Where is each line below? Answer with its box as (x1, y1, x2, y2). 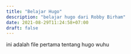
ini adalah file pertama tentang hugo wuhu (6, 41, 110, 48)
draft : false (6, 25, 39, 31)
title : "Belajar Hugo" (6, 8, 62, 15)
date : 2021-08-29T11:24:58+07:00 (6, 19, 89, 25)
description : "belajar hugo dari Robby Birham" (6, 14, 126, 20)
